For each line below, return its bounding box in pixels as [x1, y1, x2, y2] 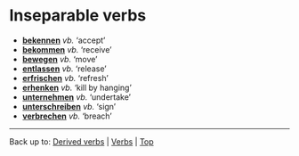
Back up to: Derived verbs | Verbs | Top [9, 135, 154, 147]
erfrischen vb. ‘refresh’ [21, 72, 109, 83]
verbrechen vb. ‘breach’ [21, 111, 113, 121]
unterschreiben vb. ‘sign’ [21, 101, 117, 111]
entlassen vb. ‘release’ [21, 63, 107, 74]
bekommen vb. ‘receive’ [21, 44, 112, 54]
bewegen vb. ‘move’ [21, 53, 98, 64]
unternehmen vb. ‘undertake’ [21, 91, 132, 103]
